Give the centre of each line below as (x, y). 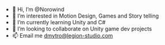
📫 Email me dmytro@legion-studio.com (62, 36)
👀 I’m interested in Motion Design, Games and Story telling (85, 16)
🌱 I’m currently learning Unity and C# (59, 22)
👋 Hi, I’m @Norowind (38, 9)
